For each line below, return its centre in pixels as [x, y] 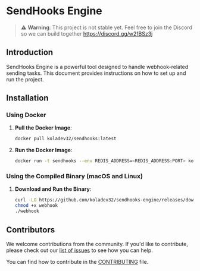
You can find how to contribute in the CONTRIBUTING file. [77, 261]
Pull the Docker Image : [43, 128]
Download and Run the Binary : [53, 189]
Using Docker [26, 115]
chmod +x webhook [36, 206]
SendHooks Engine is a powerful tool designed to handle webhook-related [97, 67]
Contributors [31, 230]
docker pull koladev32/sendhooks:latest [65, 139]
